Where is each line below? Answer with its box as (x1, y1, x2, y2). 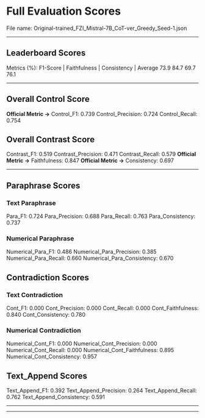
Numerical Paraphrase (6, 234, 74, 242)
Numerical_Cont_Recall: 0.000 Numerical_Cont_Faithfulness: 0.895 (6, 347, 174, 354)
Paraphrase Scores (6, 180, 81, 190)
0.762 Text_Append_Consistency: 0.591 (6, 394, 105, 401)
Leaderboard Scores (6, 48, 86, 59)
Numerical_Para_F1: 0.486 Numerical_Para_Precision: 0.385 (6, 248, 157, 256)
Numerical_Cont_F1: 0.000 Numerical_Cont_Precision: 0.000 (6, 340, 157, 347)
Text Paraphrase (6, 198, 56, 207)
